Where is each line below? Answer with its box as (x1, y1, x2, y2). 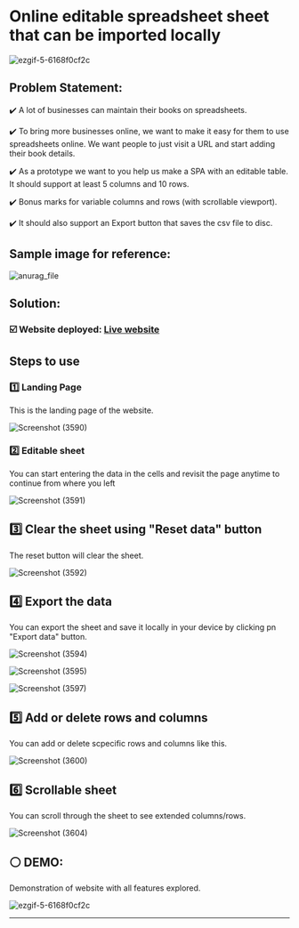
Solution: (9, 295, 61, 311)
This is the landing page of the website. (9, 405, 154, 416)
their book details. (9, 148, 76, 158)
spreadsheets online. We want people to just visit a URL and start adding (9, 138, 276, 149)
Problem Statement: (9, 80, 123, 95)
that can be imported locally (9, 25, 221, 45)
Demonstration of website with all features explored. (9, 883, 201, 893)
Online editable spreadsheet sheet (9, 6, 270, 27)
